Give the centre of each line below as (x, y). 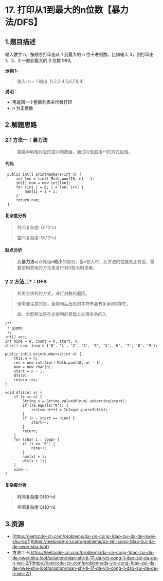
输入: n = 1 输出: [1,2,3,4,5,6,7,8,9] (50, 81)
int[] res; (16, 337)
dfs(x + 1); (35, 461)
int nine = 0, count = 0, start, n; (42, 341)
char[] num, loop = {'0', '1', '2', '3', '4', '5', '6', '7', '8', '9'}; (81, 345)
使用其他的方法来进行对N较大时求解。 (59, 268)
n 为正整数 (23, 108)
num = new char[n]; (34, 367)
